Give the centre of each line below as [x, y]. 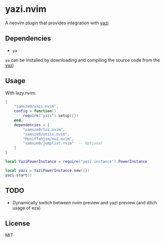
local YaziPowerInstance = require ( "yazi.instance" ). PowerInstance [76, 162]
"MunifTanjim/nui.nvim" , [49, 139]
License [18, 223]
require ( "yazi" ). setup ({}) [51, 116]
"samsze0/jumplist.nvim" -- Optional [63, 143]
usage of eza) [27, 208]
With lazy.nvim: [21, 93]
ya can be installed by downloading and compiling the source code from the [82, 60]
